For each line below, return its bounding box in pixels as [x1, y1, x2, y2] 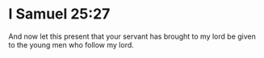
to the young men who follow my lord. [8, 39, 135, 49]
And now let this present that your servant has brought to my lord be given [8, 31, 256, 41]
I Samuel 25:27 [8, 5, 111, 23]
